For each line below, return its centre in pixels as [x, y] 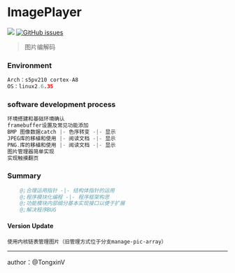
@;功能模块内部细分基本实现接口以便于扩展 [72, 204]
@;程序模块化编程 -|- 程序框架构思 [65, 197]
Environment [30, 65]
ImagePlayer [44, 12]
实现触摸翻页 [23, 158]
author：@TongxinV [36, 262]
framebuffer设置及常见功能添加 [48, 126]
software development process [62, 104]
